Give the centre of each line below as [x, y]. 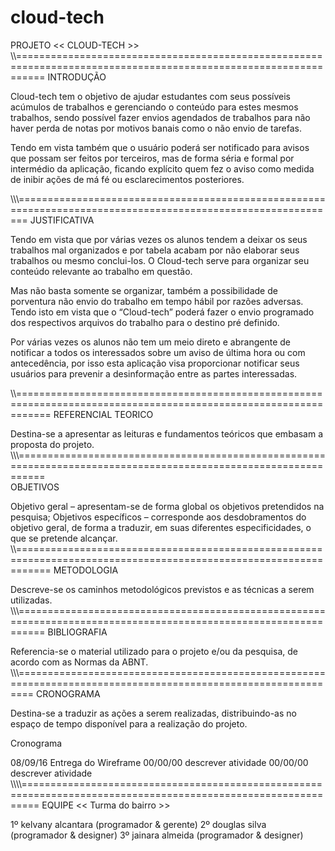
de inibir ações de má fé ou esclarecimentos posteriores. [127, 179]
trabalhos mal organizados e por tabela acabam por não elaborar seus [155, 250]
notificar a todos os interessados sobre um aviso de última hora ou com [158, 352]
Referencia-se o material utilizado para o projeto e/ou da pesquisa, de [154, 651]
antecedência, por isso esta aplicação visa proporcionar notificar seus [155, 363]
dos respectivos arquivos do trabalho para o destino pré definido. [145, 322]
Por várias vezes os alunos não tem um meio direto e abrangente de [150, 342]
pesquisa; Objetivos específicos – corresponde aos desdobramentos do [158, 517]
